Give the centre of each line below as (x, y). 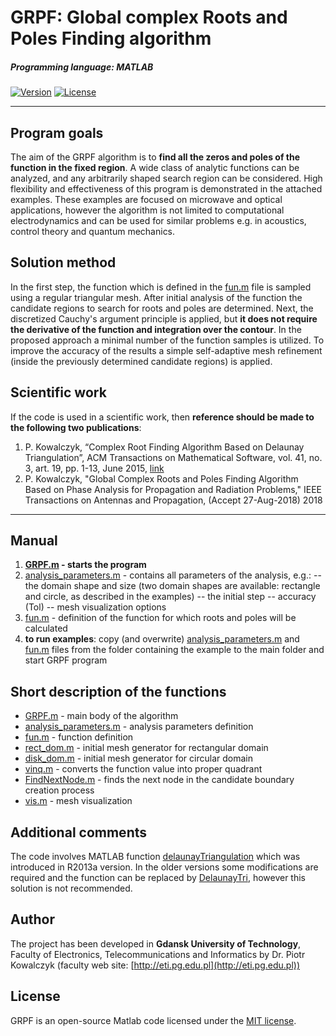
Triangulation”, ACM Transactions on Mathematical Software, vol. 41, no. (173, 457)
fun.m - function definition (79, 737)
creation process (59, 790)
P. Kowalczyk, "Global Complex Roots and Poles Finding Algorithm (161, 478)
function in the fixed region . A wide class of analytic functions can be (155, 167)
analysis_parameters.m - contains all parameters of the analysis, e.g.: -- (173, 575)
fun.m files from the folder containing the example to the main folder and (174, 650)
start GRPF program (66, 660)
